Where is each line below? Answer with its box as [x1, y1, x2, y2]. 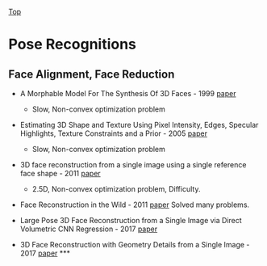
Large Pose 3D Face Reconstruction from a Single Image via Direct [19, 216, 242, 225]
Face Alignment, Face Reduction [8, 67, 175, 81]
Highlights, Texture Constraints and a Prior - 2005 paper [19, 129, 208, 138]
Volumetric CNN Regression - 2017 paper [19, 224, 158, 234]
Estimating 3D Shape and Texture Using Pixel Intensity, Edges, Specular [19, 120, 259, 129]
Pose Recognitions [8, 36, 137, 53]
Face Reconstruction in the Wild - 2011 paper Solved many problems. [19, 200, 250, 209]
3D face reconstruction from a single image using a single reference [19, 160, 247, 169]
